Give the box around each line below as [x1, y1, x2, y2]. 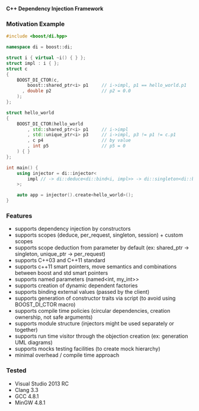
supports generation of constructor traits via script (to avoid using [14, 294, 176, 302]
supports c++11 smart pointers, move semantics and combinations [14, 263, 177, 270]
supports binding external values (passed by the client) [14, 288, 150, 296]
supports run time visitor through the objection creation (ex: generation [14, 332, 188, 340]
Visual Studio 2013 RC [14, 380, 69, 387]
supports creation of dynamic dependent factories [14, 282, 138, 289]
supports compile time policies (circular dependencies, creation [14, 308, 171, 315]
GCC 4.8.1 [14, 393, 39, 400]
